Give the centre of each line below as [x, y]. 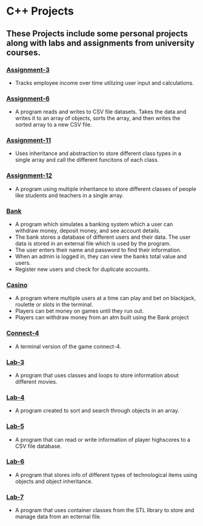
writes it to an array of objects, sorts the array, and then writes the [98, 118]
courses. [23, 52]
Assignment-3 [28, 70]
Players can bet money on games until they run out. [79, 311]
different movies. [36, 381]
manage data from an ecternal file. [58, 517]
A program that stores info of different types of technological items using [106, 474]
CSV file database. [38, 446]
